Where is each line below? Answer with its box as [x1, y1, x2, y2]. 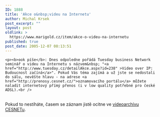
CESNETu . [5, 106, 26, 112]
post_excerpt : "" [5, 21, 41, 26]
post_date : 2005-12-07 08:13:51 [5, 44, 71, 49]
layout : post [5, 26, 32, 30]
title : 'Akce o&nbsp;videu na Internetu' [5, 12, 92, 17]
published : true [5, 39, 38, 44]
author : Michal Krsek [5, 16, 50, 21]
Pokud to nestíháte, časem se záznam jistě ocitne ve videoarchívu [5, 101, 139, 107]
